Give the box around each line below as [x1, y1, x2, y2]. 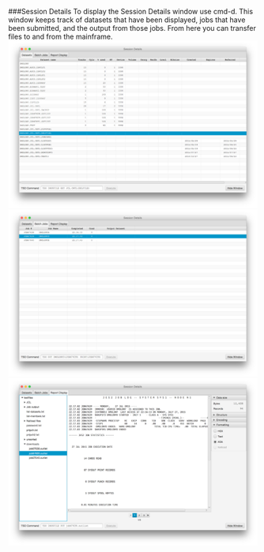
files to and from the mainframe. [8, 32, 113, 41]
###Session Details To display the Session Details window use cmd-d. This [8, 7, 254, 16]
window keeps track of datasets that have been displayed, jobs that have [8, 15, 246, 24]
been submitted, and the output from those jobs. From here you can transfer [8, 24, 257, 32]
